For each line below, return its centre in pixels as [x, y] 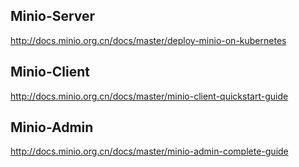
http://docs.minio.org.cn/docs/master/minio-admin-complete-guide [149, 151]
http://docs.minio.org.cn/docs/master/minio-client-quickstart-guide [149, 96]
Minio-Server [53, 16]
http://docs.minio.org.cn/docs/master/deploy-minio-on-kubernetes [148, 40]
